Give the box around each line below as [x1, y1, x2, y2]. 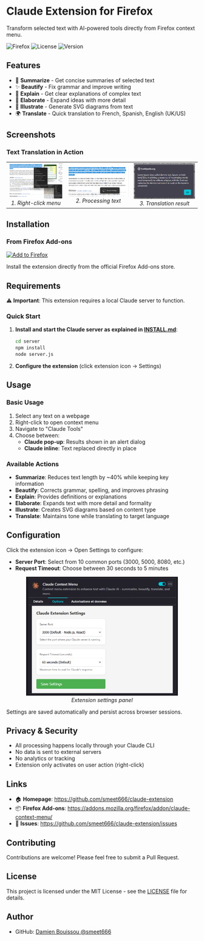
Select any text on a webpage [15, 412, 90, 419]
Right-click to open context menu [15, 419, 99, 426]
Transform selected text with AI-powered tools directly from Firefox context [6, 24, 195, 32]
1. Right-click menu [11, 199, 61, 207]
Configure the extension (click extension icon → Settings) [15, 362, 162, 369]
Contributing [6, 837, 56, 848]
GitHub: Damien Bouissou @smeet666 [15, 928, 112, 935]
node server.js [15, 352, 54, 358]
